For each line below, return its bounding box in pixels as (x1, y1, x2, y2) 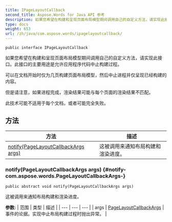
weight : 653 (5, 27, 31, 32)
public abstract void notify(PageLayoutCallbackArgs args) (5, 184, 134, 189)
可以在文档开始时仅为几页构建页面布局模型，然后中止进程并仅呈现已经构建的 (5, 72, 167, 78)
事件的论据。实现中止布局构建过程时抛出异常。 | (5, 211, 107, 217)
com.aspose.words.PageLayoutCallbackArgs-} (5, 172, 126, 179)
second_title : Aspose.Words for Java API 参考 (5, 12, 105, 17)
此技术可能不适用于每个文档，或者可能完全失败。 (5, 100, 109, 106)
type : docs (5, 21, 29, 27)
